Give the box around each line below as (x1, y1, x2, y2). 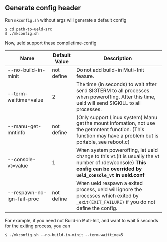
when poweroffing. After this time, (76, 93, 156, 100)
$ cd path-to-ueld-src (5, 27, 52, 32)
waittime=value (7, 96, 44, 103)
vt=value (7, 162, 28, 169)
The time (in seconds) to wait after (76, 81, 157, 88)
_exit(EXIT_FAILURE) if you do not (76, 198, 156, 205)
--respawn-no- (7, 189, 47, 196)
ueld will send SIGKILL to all (76, 99, 141, 106)
